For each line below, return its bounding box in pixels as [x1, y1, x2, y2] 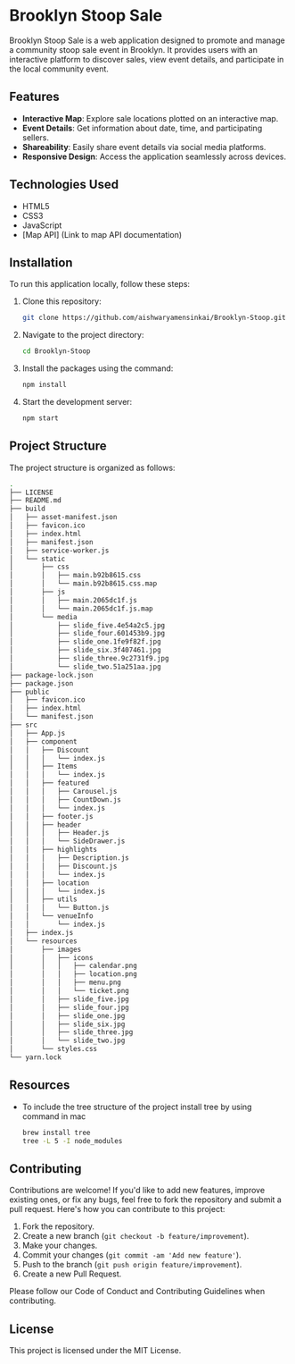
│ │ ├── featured [9, 779, 90, 787]
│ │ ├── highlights [9, 846, 98, 855]
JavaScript [21, 220, 62, 231]
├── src [9, 720, 38, 729]
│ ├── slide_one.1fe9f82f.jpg [9, 637, 162, 646]
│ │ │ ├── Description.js [9, 854, 129, 863]
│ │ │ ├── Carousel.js [9, 787, 118, 796]
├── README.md [9, 496, 62, 505]
